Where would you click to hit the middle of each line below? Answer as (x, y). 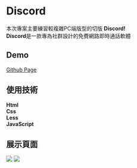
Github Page (22, 70)
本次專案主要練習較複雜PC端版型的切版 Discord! (66, 28)
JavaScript (20, 124)
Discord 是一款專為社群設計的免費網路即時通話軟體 (68, 36)
